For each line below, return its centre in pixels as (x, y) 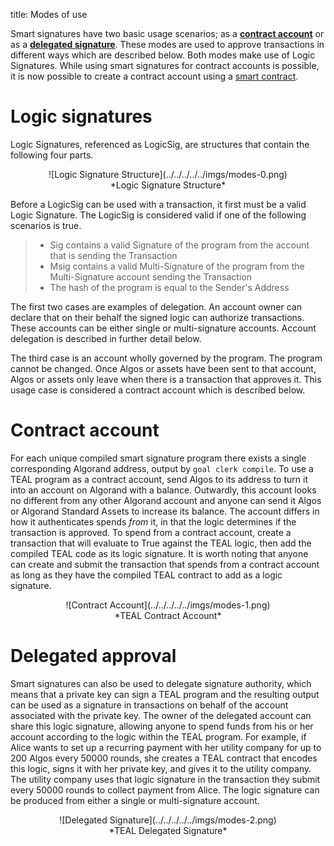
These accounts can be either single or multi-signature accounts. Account (163, 328)
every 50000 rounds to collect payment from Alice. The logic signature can (165, 790)
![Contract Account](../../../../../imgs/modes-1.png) (168, 605)
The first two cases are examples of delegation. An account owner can (156, 306)
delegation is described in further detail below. (106, 338)
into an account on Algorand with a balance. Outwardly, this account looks (163, 490)
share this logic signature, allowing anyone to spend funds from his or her (162, 726)
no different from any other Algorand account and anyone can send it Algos (166, 500)
